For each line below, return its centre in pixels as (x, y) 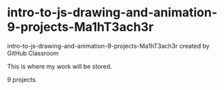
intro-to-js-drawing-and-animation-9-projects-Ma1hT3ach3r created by (109, 46)
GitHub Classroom (33, 53)
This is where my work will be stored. (60, 66)
